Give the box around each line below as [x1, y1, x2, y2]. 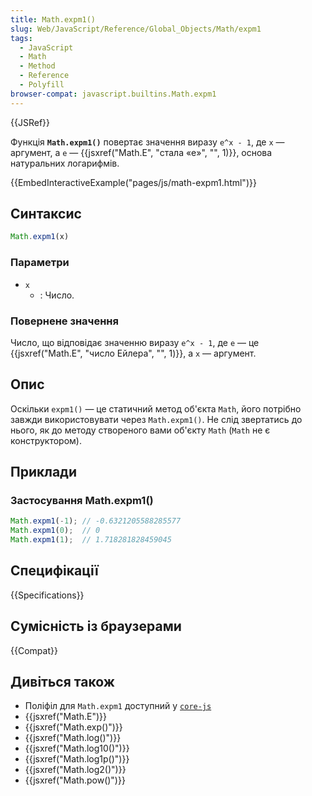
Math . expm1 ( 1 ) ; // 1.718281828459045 [10, 535, 172, 545]
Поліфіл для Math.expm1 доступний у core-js [24, 700, 212, 712]
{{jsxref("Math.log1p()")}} [24, 753, 130, 765]
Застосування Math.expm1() [10, 494, 154, 508]
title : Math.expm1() [10, 14, 97, 25]
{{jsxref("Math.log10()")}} [24, 742, 130, 755]
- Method [19, 61, 56, 71]
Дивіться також [10, 674, 115, 691]
